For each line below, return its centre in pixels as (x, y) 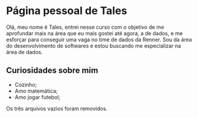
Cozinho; (26, 85)
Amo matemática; (36, 91)
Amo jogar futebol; (38, 97)
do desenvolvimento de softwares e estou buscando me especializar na (94, 46)
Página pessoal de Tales (67, 11)
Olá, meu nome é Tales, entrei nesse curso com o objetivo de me (85, 27)
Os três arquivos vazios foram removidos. (57, 108)
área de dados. (25, 52)
